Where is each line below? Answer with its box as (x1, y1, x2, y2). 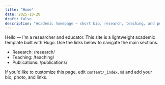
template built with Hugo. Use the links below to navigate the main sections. (5, 40, 159, 46)
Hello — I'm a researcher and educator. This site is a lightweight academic (5, 34, 156, 40)
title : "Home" (5, 7, 34, 12)
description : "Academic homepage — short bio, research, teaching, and (5, 21, 155, 26)
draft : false (5, 16, 32, 21)
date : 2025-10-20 (5, 12, 41, 17)
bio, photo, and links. (5, 74, 48, 80)
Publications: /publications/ (12, 59, 68, 65)
